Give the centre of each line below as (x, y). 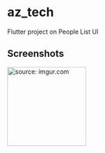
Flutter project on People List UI (53, 32)
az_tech (31, 12)
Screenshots (36, 54)
